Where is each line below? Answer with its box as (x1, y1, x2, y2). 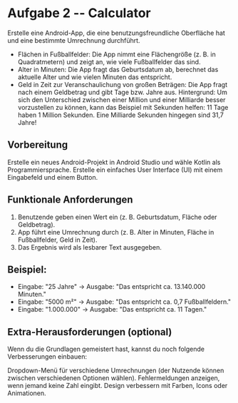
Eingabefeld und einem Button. (7, 173, 98, 181)
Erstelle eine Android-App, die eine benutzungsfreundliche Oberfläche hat (7, 29, 226, 37)
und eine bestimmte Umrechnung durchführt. (7, 36, 140, 44)
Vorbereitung (7, 139, 68, 151)
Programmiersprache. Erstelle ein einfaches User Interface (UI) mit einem (7, 165, 223, 174)
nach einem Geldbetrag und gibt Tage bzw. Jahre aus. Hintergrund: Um (17, 88, 228, 96)
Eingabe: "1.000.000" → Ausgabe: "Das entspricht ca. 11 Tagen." (17, 305, 207, 314)
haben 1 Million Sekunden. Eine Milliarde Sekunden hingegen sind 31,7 (17, 111, 224, 119)
